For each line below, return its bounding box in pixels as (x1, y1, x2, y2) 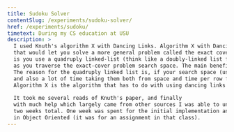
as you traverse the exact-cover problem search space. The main (13, 62, 208, 69)
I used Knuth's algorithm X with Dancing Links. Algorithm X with (13, 43, 210, 50)
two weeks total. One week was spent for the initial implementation (13, 108, 219, 115)
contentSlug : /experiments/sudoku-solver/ (7, 17, 132, 24)
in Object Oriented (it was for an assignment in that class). (13, 114, 201, 121)
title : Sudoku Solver (7, 10, 70, 17)
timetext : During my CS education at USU (7, 29, 130, 37)
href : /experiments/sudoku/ (7, 23, 89, 30)
